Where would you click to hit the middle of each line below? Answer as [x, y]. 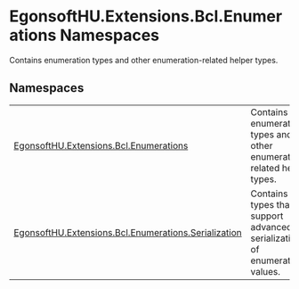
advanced [271, 227]
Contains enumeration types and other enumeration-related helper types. [144, 60]
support [267, 216]
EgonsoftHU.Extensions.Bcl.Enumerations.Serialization [128, 232]
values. [266, 271]
